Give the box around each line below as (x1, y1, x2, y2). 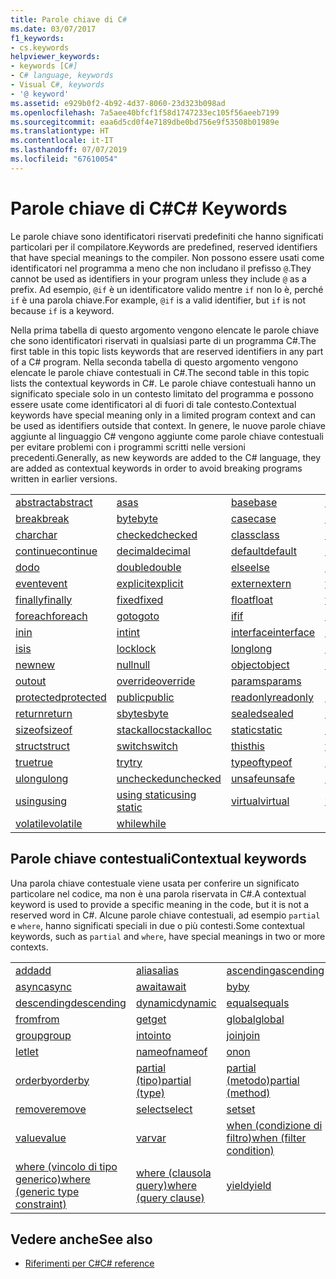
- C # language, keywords (10, 71, 114, 81)
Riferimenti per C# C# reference (24, 1257, 155, 1270)
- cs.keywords (10, 42, 70, 53)
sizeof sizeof (15, 722, 73, 736)
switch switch (116, 739, 178, 753)
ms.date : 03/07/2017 (10, 24, 97, 34)
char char (15, 527, 58, 541)
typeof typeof (230, 755, 293, 769)
